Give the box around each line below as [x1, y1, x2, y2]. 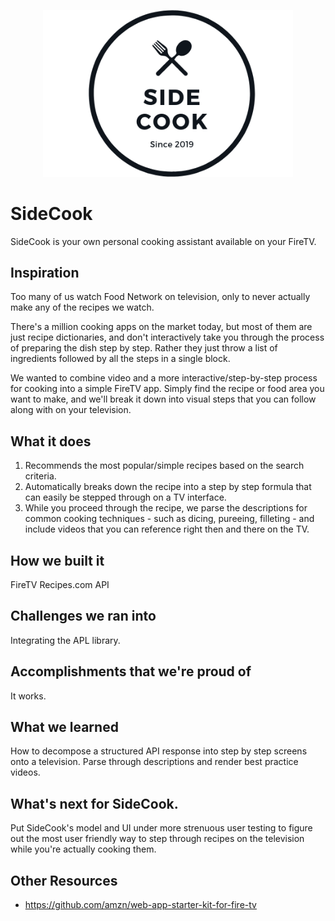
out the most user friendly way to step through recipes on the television [10, 833, 305, 845]
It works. [10, 690, 47, 702]
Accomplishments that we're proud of [10, 663, 252, 680]
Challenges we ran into [10, 608, 157, 625]
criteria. [24, 470, 57, 482]
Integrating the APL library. [10, 634, 121, 646]
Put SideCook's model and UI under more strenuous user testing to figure [10, 822, 313, 834]
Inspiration [10, 264, 80, 281]
